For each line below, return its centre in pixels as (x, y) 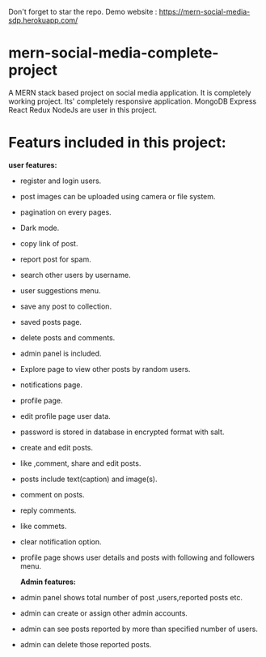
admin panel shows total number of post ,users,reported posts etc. (131, 597)
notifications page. (51, 385)
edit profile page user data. (65, 416)
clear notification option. (61, 541)
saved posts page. (51, 322)
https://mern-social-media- (205, 12)
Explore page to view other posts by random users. (105, 369)
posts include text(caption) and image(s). (89, 479)
